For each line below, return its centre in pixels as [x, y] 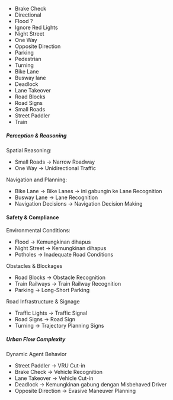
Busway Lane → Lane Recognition [56, 197]
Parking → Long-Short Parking [52, 290]
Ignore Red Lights [36, 27]
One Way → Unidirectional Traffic [55, 168]
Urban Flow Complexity [36, 339]
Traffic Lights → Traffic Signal [51, 313]
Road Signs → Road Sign [45, 319]
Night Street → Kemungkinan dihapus [60, 248]
